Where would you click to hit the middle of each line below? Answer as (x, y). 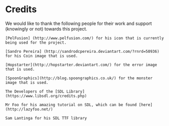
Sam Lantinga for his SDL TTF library (46, 118)
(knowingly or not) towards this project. (46, 28)
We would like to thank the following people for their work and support (79, 23)
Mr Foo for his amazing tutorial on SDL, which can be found (71, 105)
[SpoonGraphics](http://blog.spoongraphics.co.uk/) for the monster (79, 78)
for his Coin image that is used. (42, 56)
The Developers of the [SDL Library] (45, 91)
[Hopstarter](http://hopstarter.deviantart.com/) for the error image (81, 65)
